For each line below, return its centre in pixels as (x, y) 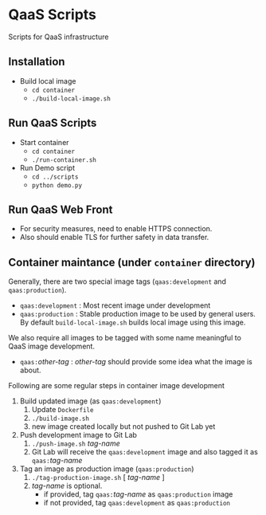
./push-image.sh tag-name (76, 443)
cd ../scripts (55, 177)
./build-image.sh (61, 419)
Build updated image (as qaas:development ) (90, 401)
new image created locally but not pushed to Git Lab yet (123, 427)
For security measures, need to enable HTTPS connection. (116, 229)
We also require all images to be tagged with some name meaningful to (125, 338)
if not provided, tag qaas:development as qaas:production (137, 503)
